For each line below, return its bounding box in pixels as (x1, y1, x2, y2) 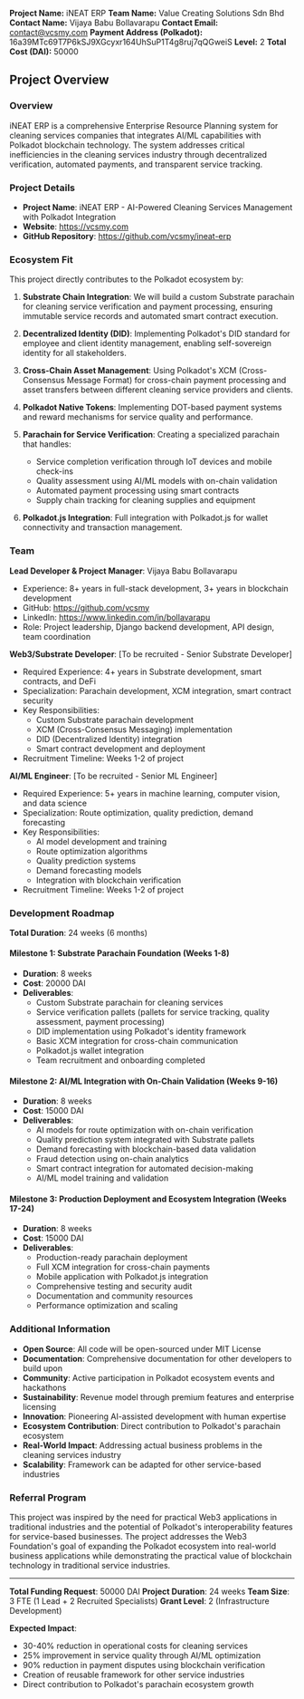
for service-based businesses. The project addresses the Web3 (9, 1531, 247, 1542)
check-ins (35, 466, 74, 477)
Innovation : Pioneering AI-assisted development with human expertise (22, 1411, 287, 1422)
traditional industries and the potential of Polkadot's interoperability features (9, 1521, 294, 1532)
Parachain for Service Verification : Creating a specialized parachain (22, 430, 280, 440)
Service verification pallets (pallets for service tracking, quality (35, 1007, 270, 1018)
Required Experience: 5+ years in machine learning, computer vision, (22, 787, 280, 798)
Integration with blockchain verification (35, 874, 182, 885)
